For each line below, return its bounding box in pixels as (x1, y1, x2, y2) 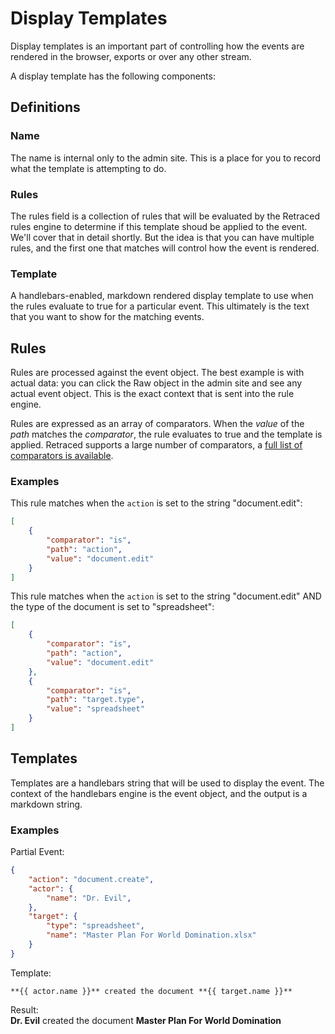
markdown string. (10, 798, 83, 810)
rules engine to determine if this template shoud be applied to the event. (10, 220, 308, 232)
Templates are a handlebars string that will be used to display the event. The (10, 777, 325, 789)
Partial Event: (10, 846, 65, 858)
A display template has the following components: (10, 70, 216, 82)
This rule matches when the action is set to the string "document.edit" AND (10, 590, 322, 602)
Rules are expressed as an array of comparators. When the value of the (10, 418, 305, 430)
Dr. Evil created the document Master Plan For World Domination (10, 1014, 282, 1026)
